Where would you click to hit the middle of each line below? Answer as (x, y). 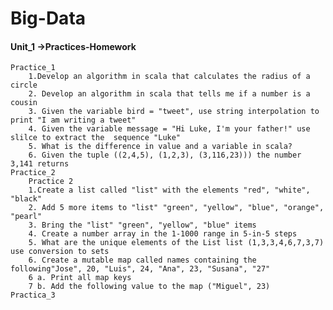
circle (24, 85)
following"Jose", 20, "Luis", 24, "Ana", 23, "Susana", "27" (140, 269)
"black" (26, 199)
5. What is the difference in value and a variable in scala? (160, 147)
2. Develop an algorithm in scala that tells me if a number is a (169, 94)
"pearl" (26, 217)
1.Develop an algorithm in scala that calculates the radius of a (169, 77)
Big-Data (48, 18)
